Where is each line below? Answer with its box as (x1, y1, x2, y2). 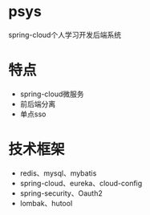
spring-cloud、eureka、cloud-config (19, 178, 143, 188)
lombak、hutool (19, 198, 73, 208)
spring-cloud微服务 (19, 89, 84, 99)
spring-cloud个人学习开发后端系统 (8, 30, 122, 39)
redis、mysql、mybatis (19, 168, 97, 178)
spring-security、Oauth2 (19, 188, 103, 198)
